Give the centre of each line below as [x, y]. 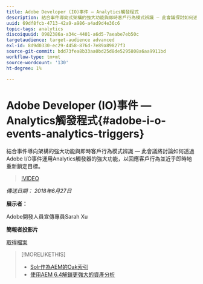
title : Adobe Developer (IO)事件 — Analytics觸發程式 [72, 12]
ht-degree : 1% [24, 68]
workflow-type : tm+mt [34, 57]
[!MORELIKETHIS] [43, 254]
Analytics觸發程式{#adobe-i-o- [86, 120]
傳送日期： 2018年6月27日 [39, 191]
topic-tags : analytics [35, 29]
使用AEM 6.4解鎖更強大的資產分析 [72, 275]
